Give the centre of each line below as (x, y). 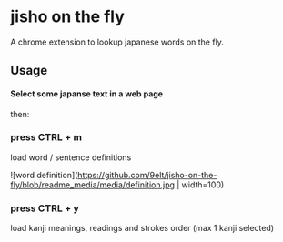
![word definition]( (44, 175)
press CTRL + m (46, 137)
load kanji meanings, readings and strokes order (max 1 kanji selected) (142, 228)
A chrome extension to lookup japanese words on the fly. (117, 42)
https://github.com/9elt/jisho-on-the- (147, 175)
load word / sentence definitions (71, 157)
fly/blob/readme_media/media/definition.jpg (93, 185)
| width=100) (201, 185)
